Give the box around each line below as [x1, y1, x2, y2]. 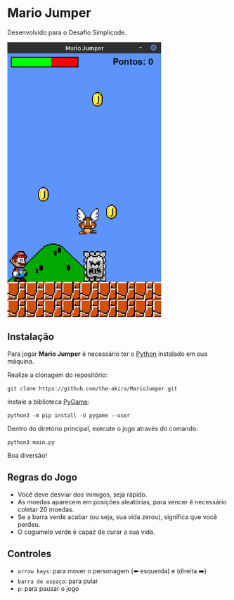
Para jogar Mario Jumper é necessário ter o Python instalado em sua [7, 350, 208, 358]
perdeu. [17, 520, 41, 528]
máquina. [7, 357, 34, 365]
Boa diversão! [7, 451, 48, 459]
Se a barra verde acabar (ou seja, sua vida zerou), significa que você [17, 512, 218, 521]
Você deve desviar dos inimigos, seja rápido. [17, 490, 148, 499]
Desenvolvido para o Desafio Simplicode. [7, 28, 127, 37]
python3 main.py [7, 438, 55, 446]
